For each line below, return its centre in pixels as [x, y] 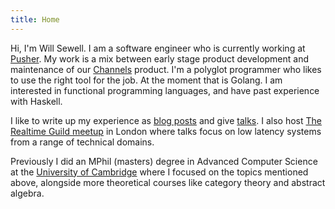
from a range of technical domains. [82, 142]
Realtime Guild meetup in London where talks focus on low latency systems [166, 131]
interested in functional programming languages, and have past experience [165, 90]
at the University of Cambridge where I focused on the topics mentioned [159, 172]
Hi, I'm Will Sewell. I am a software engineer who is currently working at [158, 48]
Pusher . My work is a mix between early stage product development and [160, 58]
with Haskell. [36, 101]
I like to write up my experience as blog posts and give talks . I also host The [166, 120]
